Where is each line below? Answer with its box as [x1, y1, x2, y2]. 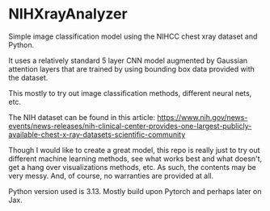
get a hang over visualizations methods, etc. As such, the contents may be [8, 162, 257, 172]
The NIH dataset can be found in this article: [8, 112, 156, 122]
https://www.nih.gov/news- [157, 112, 248, 122]
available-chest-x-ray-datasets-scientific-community [8, 130, 186, 139]
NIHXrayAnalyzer [8, 5, 128, 23]
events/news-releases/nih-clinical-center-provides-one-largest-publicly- [8, 121, 252, 130]
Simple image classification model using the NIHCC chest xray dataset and [8, 31, 258, 41]
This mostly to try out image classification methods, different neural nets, [8, 88, 252, 97]
